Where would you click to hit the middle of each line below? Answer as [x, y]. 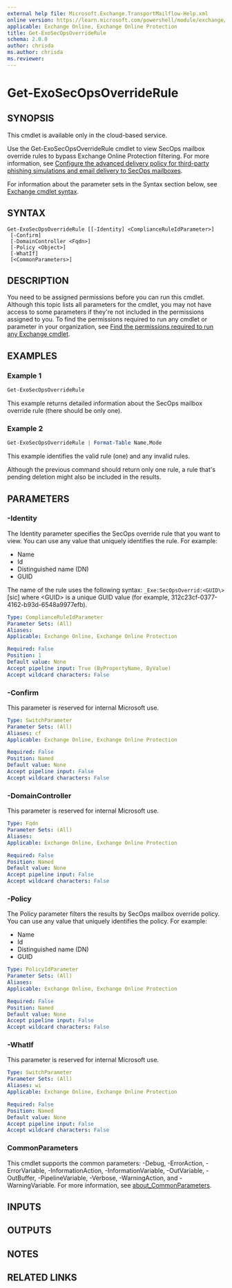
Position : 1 [24, 655]
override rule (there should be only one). [65, 410]
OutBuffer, [22, 1178]
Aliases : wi [24, 1086]
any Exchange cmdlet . [39, 334]
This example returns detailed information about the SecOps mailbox [105, 403]
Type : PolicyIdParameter [43, 970]
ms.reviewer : [26, 59]
